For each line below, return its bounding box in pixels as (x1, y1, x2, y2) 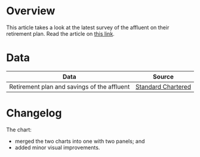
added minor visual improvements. (14, 144, 100, 151)
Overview (6, 4, 56, 18)
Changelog (6, 106, 62, 120)
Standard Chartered (135, 82, 191, 90)
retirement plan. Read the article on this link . (6, 30, 115, 37)
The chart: (6, 126, 32, 133)
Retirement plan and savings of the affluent (9, 82, 130, 90)
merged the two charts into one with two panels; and (14, 137, 145, 145)
